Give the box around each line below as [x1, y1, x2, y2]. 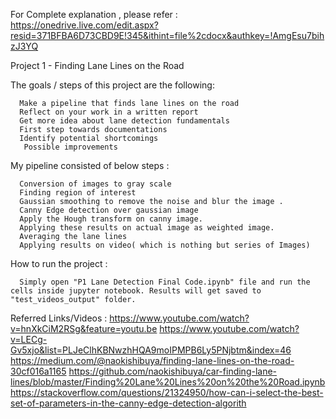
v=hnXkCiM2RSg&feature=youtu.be [10, 323, 158, 334]
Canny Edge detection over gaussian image [19, 205, 199, 215]
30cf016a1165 [10, 365, 67, 377]
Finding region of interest [19, 188, 137, 198]
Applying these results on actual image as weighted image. [19, 223, 275, 233]
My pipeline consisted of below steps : [10, 160, 170, 171]
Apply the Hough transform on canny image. [19, 214, 203, 224]
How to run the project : [10, 258, 108, 269]
